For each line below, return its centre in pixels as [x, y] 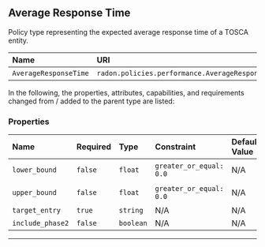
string [131, 211]
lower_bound [35, 170]
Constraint [175, 147]
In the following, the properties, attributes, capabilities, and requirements [126, 92]
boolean [133, 223]
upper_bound [35, 193]
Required [94, 147]
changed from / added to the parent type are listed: [91, 101]
